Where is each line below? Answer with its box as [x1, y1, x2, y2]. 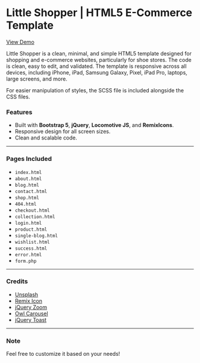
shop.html [14, 194, 40, 201]
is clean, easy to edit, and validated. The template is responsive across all [6, 63, 187, 70]
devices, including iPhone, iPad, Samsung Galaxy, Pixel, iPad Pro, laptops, [6, 69, 187, 76]
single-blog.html [14, 232, 58, 238]
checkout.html [14, 207, 50, 213]
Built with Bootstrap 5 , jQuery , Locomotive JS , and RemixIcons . [14, 122, 174, 129]
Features [6, 108, 33, 116]
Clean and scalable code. [14, 134, 77, 141]
